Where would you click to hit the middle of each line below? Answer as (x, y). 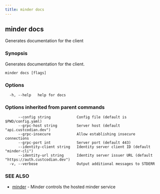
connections (17, 139)
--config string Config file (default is (72, 117)
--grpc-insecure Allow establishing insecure (77, 134)
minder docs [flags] (26, 73)
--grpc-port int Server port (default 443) (74, 143)
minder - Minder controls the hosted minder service (64, 187)
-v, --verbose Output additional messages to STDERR (82, 164)
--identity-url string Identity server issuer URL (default (85, 156)
